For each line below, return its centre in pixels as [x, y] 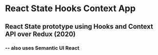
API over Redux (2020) [40, 34]
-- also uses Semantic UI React [42, 48]
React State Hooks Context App [70, 9]
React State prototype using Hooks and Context [79, 27]
